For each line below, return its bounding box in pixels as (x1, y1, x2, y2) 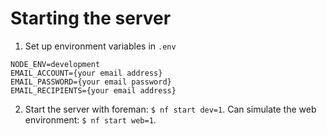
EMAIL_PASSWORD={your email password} (10, 77, 172, 87)
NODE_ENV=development (10, 59, 101, 69)
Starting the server (10, 7, 172, 30)
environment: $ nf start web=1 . (24, 113, 157, 126)
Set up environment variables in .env (24, 40, 177, 52)
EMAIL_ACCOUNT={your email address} (10, 68, 163, 78)
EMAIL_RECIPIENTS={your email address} (10, 85, 177, 96)
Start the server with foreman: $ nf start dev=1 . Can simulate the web (24, 103, 317, 115)
